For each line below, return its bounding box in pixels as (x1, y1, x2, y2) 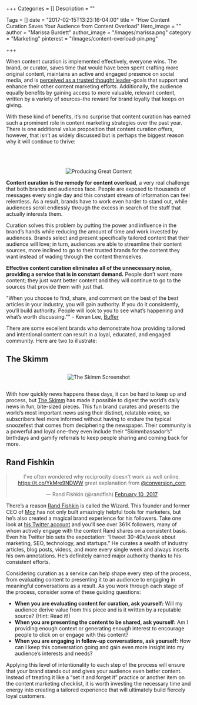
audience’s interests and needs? (14, 650, 93, 657)
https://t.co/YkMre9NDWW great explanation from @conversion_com (17, 479, 186, 486)
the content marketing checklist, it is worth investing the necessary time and (6, 680, 191, 687)
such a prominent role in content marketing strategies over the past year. (6, 119, 182, 126)
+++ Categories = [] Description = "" (6, 5, 95, 12)
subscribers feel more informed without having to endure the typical (6, 415, 172, 422)
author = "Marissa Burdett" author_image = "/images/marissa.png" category (6, 29, 191, 36)
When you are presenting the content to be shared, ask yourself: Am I (14, 619, 188, 626)
